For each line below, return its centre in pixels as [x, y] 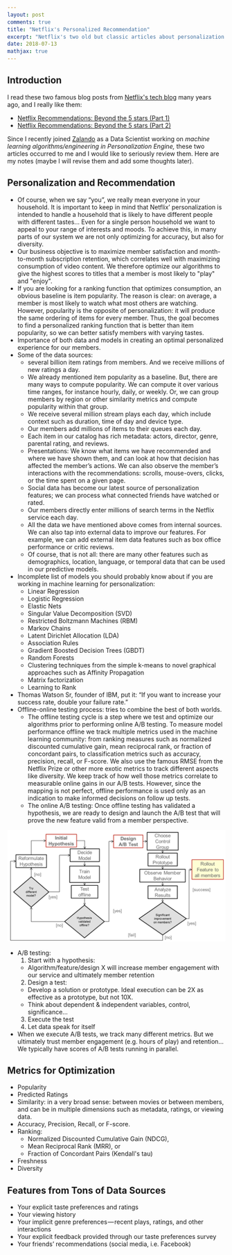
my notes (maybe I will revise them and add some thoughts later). [100, 161]
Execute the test [51, 1019]
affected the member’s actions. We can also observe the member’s [123, 465]
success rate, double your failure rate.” [72, 702]
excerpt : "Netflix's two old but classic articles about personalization [116, 37]
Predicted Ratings [43, 1094]
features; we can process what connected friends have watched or [123, 495]
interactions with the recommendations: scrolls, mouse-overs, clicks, [126, 473]
